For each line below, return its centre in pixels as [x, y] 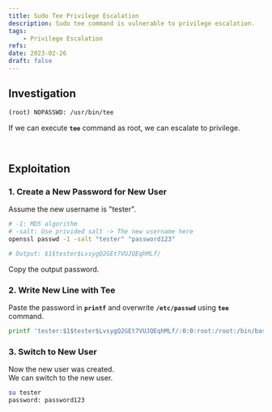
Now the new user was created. [62, 369]
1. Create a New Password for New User [88, 191]
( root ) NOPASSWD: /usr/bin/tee [61, 112]
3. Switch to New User [53, 351]
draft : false [30, 61]
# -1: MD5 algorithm [43, 224]
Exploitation [39, 168]
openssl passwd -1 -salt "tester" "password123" [92, 239]
